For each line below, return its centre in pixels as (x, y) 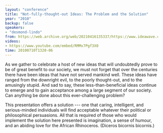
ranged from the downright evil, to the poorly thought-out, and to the (74, 80)
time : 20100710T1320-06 (29, 50)
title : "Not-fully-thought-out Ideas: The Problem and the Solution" (77, 14)
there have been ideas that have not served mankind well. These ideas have (81, 75)
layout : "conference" (27, 9)
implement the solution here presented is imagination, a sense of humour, (78, 120)
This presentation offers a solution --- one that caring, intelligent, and (74, 105)
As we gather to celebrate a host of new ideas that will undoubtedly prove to (81, 64)
